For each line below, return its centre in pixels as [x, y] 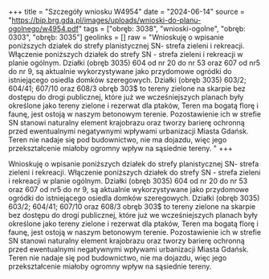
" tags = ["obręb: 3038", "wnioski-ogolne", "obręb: [162, 29]
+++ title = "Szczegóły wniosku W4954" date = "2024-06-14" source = [126, 12]
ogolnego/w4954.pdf [43, 29]
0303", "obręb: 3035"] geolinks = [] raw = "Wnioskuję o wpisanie [116, 37]
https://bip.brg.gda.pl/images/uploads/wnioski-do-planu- [106, 20]
